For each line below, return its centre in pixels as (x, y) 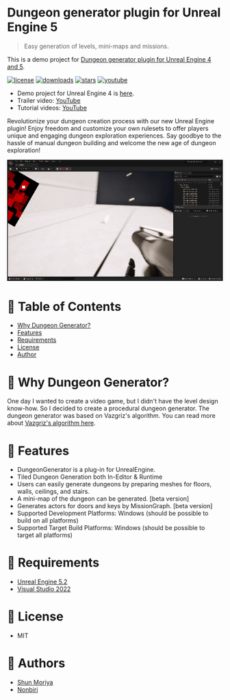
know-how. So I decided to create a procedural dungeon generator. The (108, 408)
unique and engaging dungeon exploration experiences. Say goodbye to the (114, 136)
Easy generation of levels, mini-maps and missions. (96, 46)
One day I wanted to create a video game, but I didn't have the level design (113, 401)
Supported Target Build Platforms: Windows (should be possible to (111, 528)
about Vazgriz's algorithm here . (51, 423)
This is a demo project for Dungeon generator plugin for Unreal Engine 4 (109, 59)
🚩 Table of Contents (64, 307)
